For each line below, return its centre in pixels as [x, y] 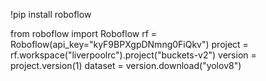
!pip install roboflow [51, 14]
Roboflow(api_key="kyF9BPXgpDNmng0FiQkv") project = [129, 44]
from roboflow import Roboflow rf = [84, 33]
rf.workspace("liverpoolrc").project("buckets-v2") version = [133, 55]
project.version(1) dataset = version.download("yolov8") [126, 65]
